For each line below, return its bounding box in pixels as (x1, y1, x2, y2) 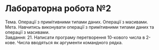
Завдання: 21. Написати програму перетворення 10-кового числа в (5, 34, 145, 40)
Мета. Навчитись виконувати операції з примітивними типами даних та (5, 24, 154, 30)
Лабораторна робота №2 (5, 3, 111, 14)
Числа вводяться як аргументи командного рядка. (17, 39, 123, 45)
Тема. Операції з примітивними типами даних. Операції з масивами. (5, 19, 148, 25)
